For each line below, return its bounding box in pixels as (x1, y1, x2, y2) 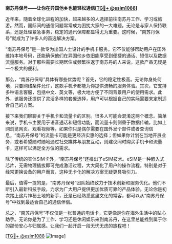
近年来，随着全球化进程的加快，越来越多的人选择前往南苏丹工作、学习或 (5, 16, 158, 22)
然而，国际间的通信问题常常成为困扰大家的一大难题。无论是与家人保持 (14, 23, 162, 28)
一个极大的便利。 (5, 65, 41, 71)
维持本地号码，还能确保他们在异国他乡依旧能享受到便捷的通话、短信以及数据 (5, 52, 167, 59)
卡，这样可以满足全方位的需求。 (5, 145, 73, 151)
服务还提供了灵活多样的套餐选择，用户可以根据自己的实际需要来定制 (18, 96, 162, 102)
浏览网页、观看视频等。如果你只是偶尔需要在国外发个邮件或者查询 (9, 126, 149, 132)
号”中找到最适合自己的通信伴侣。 (5, 199, 75, 205)
